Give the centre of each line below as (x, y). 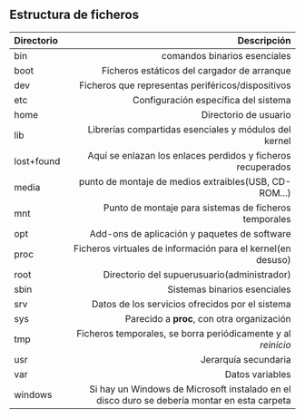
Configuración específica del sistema (212, 100)
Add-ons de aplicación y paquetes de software (190, 233)
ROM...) (275, 192)
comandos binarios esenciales (226, 55)
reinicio (275, 345)
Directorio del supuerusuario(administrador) (197, 274)
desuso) (273, 259)
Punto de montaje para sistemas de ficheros (197, 208)
